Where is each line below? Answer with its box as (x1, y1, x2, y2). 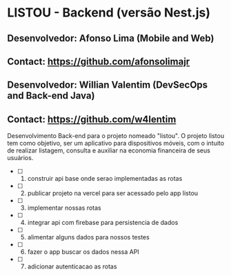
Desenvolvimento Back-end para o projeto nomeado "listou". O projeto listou (7, 132, 225, 140)
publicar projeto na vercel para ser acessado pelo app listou (27, 189, 199, 197)
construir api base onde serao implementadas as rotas (27, 175, 183, 183)
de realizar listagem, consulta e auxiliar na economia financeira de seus (7, 146, 210, 155)
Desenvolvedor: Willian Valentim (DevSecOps (7, 79, 208, 91)
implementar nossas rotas (27, 204, 101, 212)
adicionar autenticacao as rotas (27, 262, 117, 270)
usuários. (7, 154, 34, 162)
